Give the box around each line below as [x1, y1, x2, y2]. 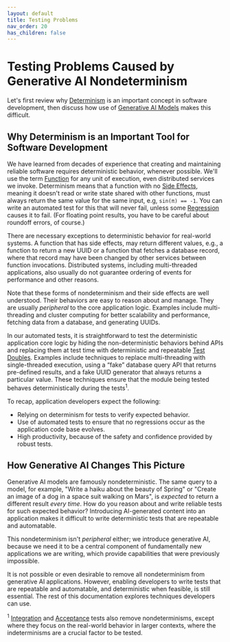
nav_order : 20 [7, 23, 48, 30]
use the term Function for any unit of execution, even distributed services [7, 175, 215, 182]
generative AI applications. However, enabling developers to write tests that [7, 577, 221, 586]
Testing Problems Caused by [7, 59, 175, 74]
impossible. [7, 557, 40, 565]
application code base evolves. [16, 425, 105, 434]
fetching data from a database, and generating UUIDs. [7, 318, 161, 326]
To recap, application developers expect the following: [7, 397, 161, 405]
